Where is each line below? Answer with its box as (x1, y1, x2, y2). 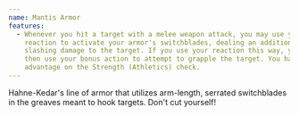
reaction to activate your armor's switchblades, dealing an (24, 37, 256, 47)
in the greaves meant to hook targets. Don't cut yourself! (8, 96, 216, 107)
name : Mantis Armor (8, 12, 81, 22)
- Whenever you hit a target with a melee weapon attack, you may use (16, 29, 285, 38)
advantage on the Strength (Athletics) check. (24, 63, 201, 72)
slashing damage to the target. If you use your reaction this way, (24, 46, 285, 55)
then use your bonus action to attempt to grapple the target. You (24, 54, 280, 63)
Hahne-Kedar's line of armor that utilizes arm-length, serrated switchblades (8, 87, 287, 98)
